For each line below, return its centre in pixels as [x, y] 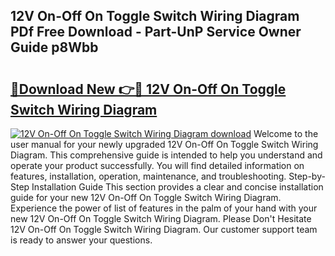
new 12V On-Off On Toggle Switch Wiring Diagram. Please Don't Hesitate [161, 218]
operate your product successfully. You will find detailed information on [157, 165]
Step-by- [307, 176]
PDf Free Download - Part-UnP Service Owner [156, 32]
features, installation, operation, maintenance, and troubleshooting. [148, 176]
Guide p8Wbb [54, 47]
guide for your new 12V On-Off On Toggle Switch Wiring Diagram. [146, 197]
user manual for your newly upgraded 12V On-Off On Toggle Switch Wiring [164, 144]
